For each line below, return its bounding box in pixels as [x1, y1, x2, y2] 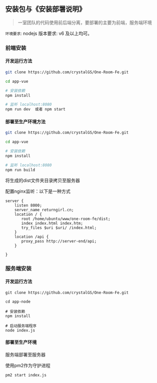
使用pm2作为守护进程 [5, 362, 51, 368]
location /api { [14, 234, 49, 239]
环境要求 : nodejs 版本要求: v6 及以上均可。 [5, 30, 93, 36]
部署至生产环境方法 [5, 118, 46, 124]
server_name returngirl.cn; [14, 207, 74, 212]
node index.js [5, 328, 36, 333]
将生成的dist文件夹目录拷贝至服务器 [5, 177, 80, 183]
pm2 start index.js [5, 372, 47, 377]
